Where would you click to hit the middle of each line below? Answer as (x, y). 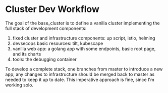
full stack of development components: (46, 28)
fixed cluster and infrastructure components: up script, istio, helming (84, 38)
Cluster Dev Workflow (52, 9)
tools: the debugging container (44, 59)
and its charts (27, 54)
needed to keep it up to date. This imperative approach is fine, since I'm (80, 79)
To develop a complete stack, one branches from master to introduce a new (84, 69)
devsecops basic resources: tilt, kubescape (58, 43)
